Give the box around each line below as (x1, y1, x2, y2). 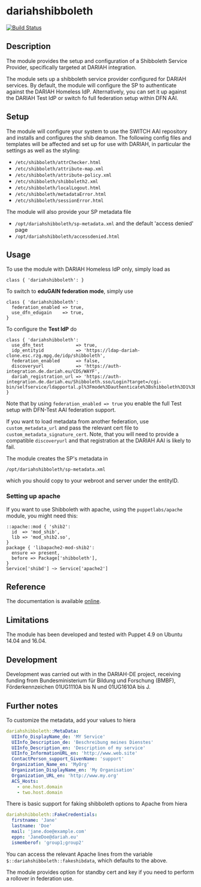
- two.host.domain (17, 789, 63, 795)
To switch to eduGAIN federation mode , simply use (6, 287, 133, 295)
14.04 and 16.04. (6, 637, 47, 644)
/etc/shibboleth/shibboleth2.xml (14, 178, 99, 184)
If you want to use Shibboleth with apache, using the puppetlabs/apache (6, 505, 183, 513)
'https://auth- (83, 364, 121, 370)
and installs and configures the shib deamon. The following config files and (6, 134, 191, 141)
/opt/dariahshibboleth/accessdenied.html (14, 234, 120, 240)
